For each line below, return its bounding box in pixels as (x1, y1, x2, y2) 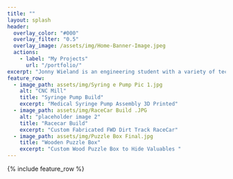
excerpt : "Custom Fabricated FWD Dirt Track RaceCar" (19, 126, 178, 133)
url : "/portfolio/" (25, 62, 82, 69)
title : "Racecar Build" (19, 119, 89, 127)
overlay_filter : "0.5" (13, 36, 79, 43)
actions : (13, 49, 39, 56)
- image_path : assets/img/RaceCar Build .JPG (13, 107, 148, 114)
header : (7, 23, 30, 30)
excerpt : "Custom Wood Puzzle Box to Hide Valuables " (19, 146, 182, 153)
